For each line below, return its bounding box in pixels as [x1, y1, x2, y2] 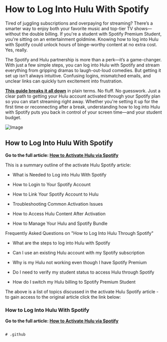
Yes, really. [5, 47, 28, 53]
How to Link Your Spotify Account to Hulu [12, 191, 99, 197]
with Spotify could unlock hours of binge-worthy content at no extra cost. [5, 41, 157, 47]
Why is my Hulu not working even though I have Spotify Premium [12, 259, 147, 265]
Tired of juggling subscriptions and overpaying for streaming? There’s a [5, 20, 153, 26]
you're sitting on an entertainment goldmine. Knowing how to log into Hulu [5, 36, 159, 42]
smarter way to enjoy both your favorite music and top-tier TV [5, 25, 133, 31]
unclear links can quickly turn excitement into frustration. [5, 78, 123, 84]
